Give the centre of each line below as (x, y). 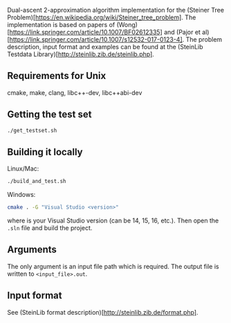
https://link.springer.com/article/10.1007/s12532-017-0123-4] (96, 40)
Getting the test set (49, 115)
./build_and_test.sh (37, 182)
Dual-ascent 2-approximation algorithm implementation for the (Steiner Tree (116, 10)
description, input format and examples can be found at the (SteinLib (105, 47)
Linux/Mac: (23, 168)
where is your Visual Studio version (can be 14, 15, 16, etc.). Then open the (113, 220)
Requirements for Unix (57, 76)
